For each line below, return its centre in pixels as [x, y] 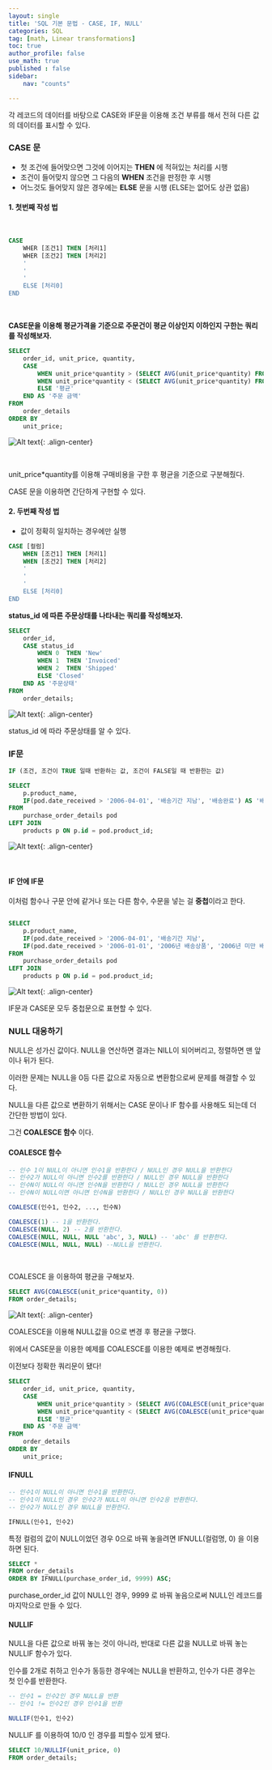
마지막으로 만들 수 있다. [45, 1606]
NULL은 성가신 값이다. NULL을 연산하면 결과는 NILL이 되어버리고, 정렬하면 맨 [131, 1050]
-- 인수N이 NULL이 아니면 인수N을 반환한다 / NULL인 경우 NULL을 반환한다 [118, 1185]
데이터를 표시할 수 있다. [53, 125]
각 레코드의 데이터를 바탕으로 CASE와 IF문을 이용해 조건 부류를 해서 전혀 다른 [130, 115]
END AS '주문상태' [51, 683]
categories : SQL [36, 31]
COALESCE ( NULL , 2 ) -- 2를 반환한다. [66, 1229]
